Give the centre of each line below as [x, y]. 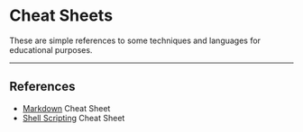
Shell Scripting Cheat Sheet [73, 118]
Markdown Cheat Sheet [66, 108]
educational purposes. [51, 49]
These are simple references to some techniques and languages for [135, 40]
